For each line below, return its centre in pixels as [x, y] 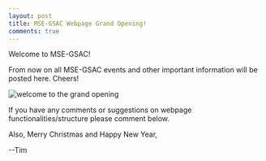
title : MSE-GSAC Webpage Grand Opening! [78, 24]
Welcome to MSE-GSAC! [49, 54]
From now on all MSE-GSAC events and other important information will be [133, 70]
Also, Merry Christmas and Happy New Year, [83, 134]
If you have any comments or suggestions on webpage [100, 110]
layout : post [30, 16]
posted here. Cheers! [44, 79]
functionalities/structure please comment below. [89, 119]
